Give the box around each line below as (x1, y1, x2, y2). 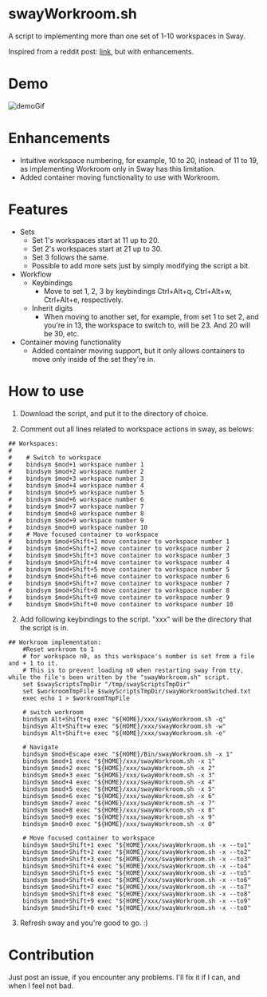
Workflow (19, 269, 52, 279)
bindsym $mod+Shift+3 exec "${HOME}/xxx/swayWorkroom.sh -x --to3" (22, 855, 251, 863)
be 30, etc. (43, 328, 80, 338)
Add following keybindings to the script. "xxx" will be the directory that (19, 614, 253, 624)
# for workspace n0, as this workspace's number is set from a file (22, 652, 255, 660)
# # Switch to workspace (8, 453, 102, 462)
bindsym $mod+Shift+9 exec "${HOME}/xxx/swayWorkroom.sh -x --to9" (22, 896, 251, 905)
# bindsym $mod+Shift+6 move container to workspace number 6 (8, 572, 230, 580)
